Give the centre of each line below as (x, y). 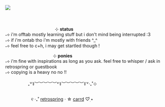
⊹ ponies (63, 56)
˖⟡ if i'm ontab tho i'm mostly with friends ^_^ (51, 40)
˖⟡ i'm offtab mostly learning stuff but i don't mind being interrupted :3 (78, 34)
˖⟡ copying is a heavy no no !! (36, 72)
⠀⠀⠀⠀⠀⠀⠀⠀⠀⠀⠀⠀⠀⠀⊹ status (42, 29)
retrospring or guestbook (31, 67)
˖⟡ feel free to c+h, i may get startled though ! (53, 46)
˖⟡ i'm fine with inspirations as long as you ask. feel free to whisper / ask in (83, 61)
